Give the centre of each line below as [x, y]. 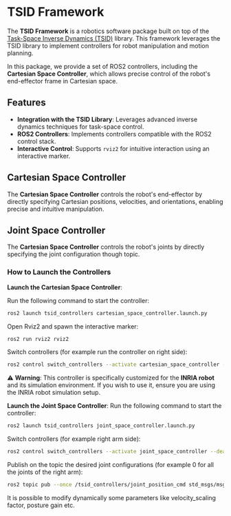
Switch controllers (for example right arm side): [74, 439]
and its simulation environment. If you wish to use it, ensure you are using [111, 385]
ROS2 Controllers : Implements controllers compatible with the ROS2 [114, 134]
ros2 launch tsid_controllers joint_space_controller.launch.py [101, 426]
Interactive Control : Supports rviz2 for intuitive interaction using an [113, 148]
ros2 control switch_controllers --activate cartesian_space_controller [113, 365]
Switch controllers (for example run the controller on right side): [97, 352]
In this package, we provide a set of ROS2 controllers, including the [102, 66]
